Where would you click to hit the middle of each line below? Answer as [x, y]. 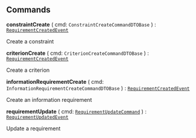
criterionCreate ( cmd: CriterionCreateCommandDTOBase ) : [78, 53]
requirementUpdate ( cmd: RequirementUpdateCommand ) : [76, 111]
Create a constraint [30, 41]
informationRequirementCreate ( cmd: [55, 81]
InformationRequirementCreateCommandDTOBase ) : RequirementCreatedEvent [98, 88]
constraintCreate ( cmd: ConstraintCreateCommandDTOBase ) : [81, 24]
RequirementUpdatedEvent [37, 117]
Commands [29, 10]
